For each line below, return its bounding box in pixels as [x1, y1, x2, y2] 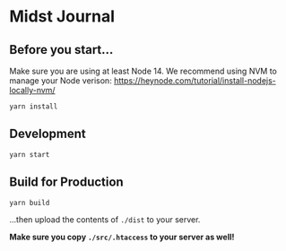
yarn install [9, 102, 58, 111]
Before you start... [9, 42, 114, 57]
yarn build [9, 198, 50, 207]
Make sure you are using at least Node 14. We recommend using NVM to [9, 65, 278, 76]
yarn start [9, 150, 50, 159]
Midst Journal [9, 6, 115, 27]
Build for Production [9, 175, 124, 190]
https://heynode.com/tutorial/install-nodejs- [113, 75, 276, 86]
